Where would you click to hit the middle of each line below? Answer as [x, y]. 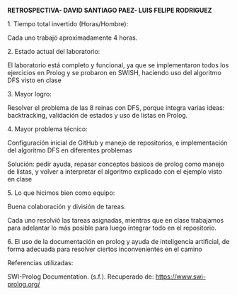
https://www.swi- [181, 277]
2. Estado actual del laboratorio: [54, 51]
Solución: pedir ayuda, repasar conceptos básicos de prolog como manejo [116, 164]
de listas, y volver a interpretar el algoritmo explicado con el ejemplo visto [115, 172]
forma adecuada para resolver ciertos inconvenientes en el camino [105, 249]
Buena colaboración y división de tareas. [67, 206]
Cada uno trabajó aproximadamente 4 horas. [73, 38]
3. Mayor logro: [29, 94]
